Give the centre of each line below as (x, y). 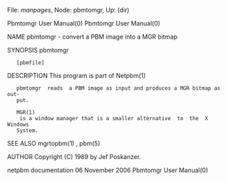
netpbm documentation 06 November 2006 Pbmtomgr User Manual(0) (108, 170)
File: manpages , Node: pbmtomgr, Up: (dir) (68, 10)
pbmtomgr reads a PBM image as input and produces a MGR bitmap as (118, 88)
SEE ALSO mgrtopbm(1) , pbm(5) (54, 143)
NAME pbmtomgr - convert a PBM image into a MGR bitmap (92, 37)
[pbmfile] (30, 63)
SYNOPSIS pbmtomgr (38, 50)
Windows (18, 124)
